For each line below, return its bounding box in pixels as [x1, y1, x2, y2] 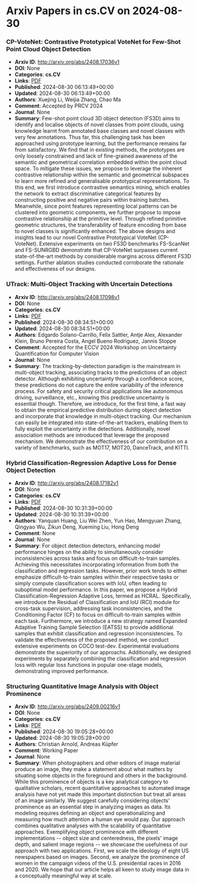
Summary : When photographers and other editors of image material [14, 759, 181, 766]
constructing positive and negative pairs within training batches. [14, 196, 171, 204]
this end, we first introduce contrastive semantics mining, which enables [14, 184, 190, 191]
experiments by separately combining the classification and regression [14, 655, 186, 662]
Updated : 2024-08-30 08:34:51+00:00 [14, 324, 111, 332]
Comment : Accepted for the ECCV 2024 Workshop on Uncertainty [14, 343, 177, 350]
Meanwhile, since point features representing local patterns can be [14, 202, 178, 210]
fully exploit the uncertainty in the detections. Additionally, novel [14, 425, 171, 432]
